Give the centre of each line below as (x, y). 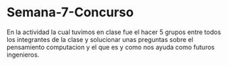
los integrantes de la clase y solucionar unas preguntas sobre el (100, 39)
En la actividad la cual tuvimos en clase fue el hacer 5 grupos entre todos (114, 32)
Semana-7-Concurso (70, 12)
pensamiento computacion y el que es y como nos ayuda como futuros (110, 47)
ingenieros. (23, 55)
